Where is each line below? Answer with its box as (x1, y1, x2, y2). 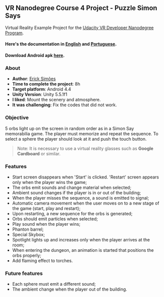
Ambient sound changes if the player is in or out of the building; (12, 189, 141, 196)
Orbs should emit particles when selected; (12, 216, 98, 222)
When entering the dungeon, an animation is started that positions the (12, 247, 154, 253)
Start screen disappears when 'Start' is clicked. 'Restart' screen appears (12, 174, 159, 180)
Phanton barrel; (12, 226, 44, 232)
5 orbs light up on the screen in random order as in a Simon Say (5, 125, 134, 131)
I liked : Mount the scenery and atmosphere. (12, 97, 101, 103)
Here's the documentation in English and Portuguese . (5, 41, 117, 47)
